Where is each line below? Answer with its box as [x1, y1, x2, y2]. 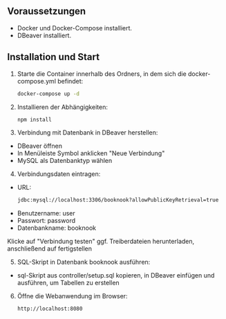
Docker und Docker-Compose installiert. [17, 23, 133, 32]
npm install [17, 116, 52, 123]
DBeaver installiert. [17, 31, 71, 39]
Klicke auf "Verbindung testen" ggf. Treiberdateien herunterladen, [7, 238, 195, 246]
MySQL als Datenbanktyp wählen [17, 157, 113, 165]
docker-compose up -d [17, 90, 79, 97]
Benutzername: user [17, 209, 76, 217]
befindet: [57, 77, 84, 85]
